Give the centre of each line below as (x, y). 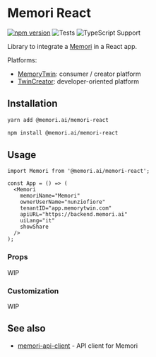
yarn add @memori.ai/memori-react (58, 120)
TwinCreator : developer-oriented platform (78, 81)
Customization (33, 290)
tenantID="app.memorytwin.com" (66, 208)
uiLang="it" (37, 221)
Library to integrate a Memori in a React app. (72, 46)
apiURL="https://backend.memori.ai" (74, 215)
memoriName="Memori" (50, 196)
